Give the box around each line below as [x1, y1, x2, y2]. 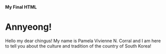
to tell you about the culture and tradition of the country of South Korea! [5, 43, 152, 49]
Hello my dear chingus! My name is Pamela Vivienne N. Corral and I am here [5, 38, 161, 44]
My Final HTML [5, 4, 37, 10]
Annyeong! [5, 21, 52, 32]
